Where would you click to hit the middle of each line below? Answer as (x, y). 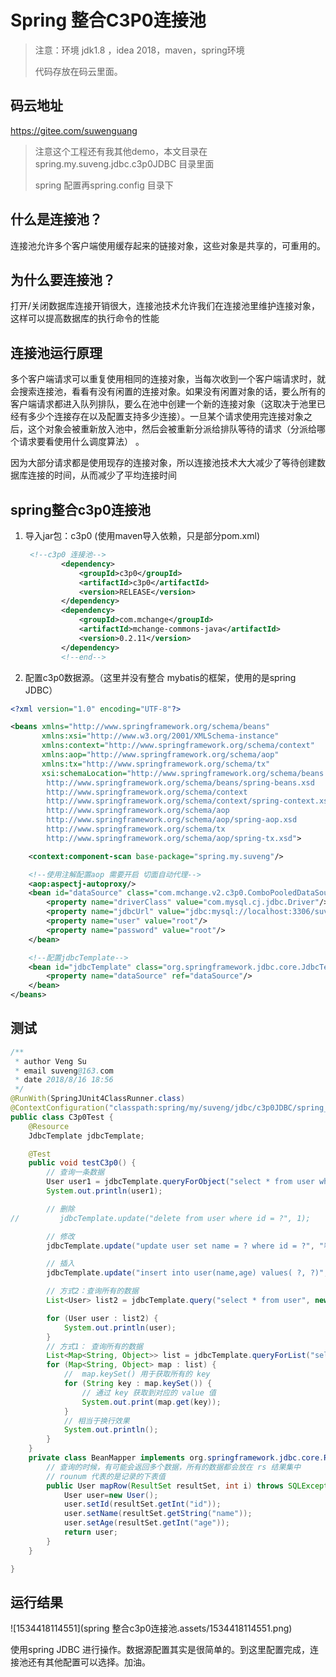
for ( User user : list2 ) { (102, 1318)
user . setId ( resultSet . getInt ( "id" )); (142, 1504)
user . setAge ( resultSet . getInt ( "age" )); (146, 1523)
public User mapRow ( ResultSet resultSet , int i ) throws (165, 1486)
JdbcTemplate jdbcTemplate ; (86, 1136)
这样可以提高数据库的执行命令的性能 (85, 318)
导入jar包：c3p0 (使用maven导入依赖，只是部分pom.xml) (142, 535)
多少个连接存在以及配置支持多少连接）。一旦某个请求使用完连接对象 (165, 417)
